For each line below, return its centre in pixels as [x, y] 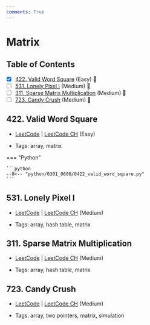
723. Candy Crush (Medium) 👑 [53, 100]
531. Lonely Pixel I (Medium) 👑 [53, 86]
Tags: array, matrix [38, 145]
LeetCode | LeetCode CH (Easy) [55, 134]
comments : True [25, 12]
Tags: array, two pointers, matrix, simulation [70, 316]
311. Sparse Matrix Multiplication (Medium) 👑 [70, 93]
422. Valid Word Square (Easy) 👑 [56, 79]
